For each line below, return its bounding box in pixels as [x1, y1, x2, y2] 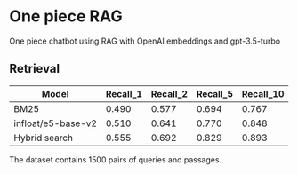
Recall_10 [241, 87, 285, 99]
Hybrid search [13, 131, 74, 144]
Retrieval [9, 61, 60, 76]
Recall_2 [150, 87, 189, 99]
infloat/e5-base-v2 [13, 117, 98, 130]
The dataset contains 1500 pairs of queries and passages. [9, 154, 222, 165]
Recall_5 [196, 87, 234, 99]
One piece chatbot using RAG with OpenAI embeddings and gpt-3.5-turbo [9, 36, 281, 46]
